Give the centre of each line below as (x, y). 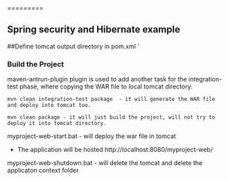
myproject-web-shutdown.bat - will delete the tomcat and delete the (105, 163)
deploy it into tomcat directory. (57, 124)
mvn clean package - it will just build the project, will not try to (111, 117)
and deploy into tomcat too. (49, 105)
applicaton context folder (43, 171)
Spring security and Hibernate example (94, 29)
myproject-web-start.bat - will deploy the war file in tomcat (92, 136)
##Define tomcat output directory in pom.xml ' (73, 46)
